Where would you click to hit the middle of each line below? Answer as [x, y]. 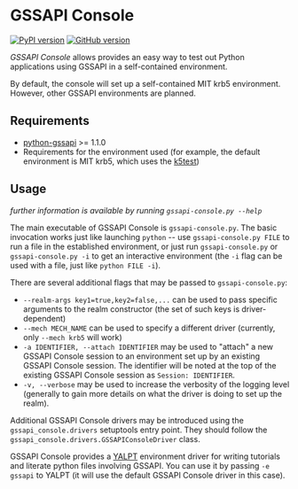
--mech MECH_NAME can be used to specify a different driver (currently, [149, 328]
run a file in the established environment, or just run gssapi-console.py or [144, 246]
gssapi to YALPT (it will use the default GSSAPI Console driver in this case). [148, 475]
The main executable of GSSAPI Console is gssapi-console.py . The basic [144, 228]
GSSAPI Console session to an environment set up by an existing [141, 356]
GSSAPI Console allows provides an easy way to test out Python [127, 57]
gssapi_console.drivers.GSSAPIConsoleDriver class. [105, 439]
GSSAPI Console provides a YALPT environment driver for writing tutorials [145, 456]
